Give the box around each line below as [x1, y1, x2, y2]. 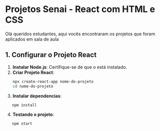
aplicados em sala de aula [5, 36, 59, 42]
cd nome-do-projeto [12, 84, 54, 89]
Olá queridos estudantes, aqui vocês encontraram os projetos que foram [5, 31, 155, 37]
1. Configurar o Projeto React [5, 51, 97, 59]
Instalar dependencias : [12, 93, 62, 99]
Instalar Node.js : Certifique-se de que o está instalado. [12, 64, 127, 70]
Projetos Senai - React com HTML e [5, 4, 155, 15]
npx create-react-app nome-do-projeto [12, 79, 94, 84]
